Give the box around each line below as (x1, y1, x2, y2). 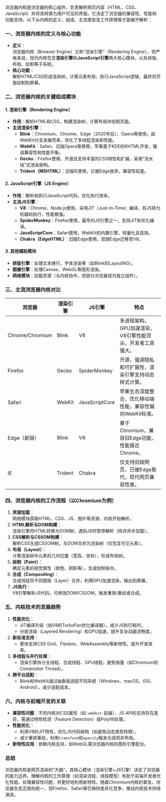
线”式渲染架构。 (19, 162, 52, 168)
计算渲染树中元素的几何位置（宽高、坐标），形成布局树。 (12, 553, 127, 559)
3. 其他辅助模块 (5, 248, 37, 254)
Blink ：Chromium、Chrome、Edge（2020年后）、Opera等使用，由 (19, 131, 156, 137)
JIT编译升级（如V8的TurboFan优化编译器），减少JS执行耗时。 (19, 622, 146, 628)
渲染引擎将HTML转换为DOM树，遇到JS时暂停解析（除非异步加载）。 (12, 528, 151, 534)
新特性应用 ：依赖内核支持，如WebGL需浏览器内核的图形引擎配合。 (12, 741, 149, 747)
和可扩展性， (120, 364, 150, 371)
